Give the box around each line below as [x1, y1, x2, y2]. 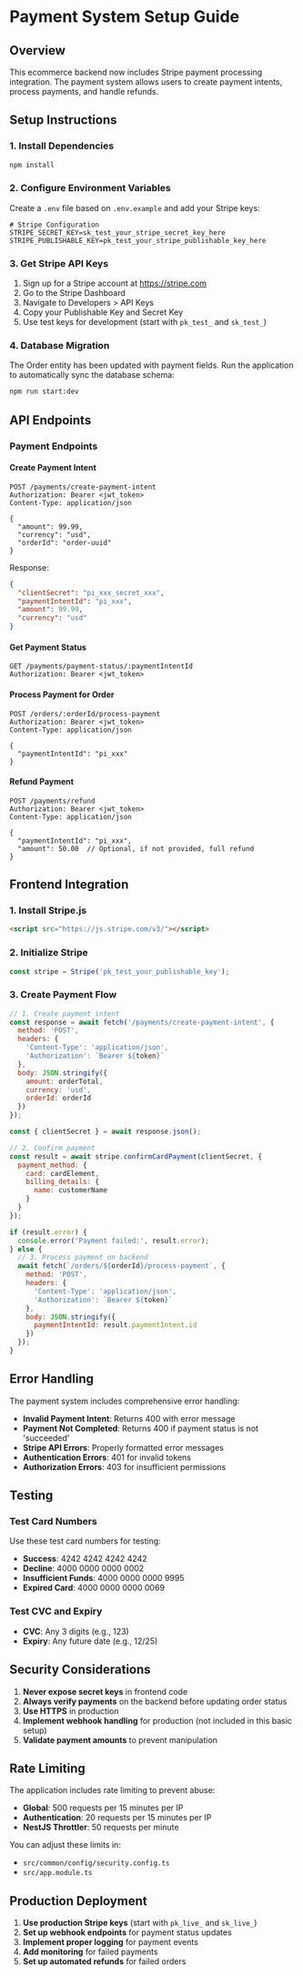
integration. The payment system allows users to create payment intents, [9, 76, 283, 87]
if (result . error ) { [9, 1227, 88, 1237]
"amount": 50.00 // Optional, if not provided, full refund [17, 844, 255, 853]
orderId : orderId [25, 1094, 92, 1103]
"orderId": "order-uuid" [17, 538, 112, 547]
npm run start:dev [9, 387, 79, 397]
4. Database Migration [9, 339, 110, 352]
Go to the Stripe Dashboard [22, 288, 126, 299]
